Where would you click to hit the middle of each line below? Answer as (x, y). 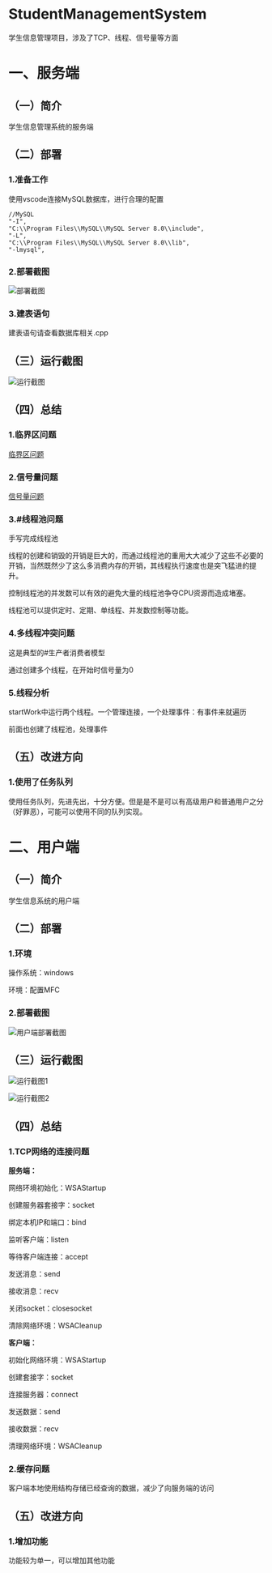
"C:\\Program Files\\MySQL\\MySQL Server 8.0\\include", (106, 228)
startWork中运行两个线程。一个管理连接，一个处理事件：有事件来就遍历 (127, 712)
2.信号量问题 (33, 477)
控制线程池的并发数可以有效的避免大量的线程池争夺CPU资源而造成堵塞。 (130, 593)
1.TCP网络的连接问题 (49, 1151)
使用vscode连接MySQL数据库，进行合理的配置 (86, 198)
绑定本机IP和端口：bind (47, 1222)
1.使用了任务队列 (41, 782)
